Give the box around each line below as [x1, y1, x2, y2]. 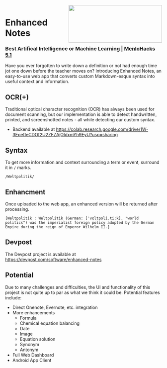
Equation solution [19, 336, 56, 342]
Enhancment [5, 187, 46, 196]
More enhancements [12, 309, 55, 315]
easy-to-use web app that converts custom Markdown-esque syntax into [5, 73, 155, 79]
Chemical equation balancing [19, 320, 80, 326]
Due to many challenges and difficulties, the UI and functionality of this [5, 284, 151, 290]
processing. [5, 206, 30, 212]
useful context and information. [5, 79, 70, 85]
